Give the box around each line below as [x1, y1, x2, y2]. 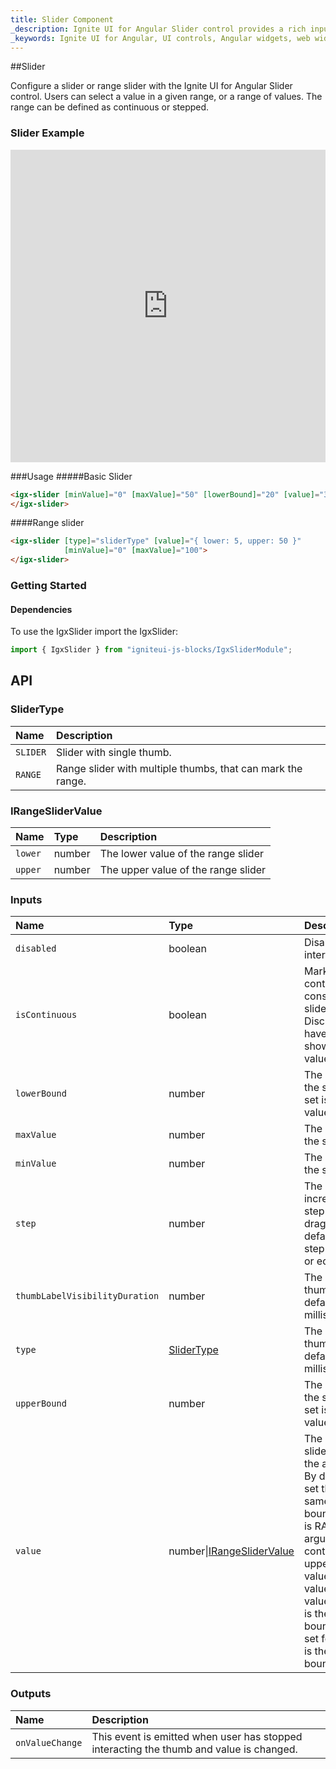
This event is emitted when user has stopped [91, 1729, 303, 1743]
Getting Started [10, 578, 87, 592]
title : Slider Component [10, 14, 114, 25]
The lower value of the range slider [99, 847, 264, 861]
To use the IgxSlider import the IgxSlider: [10, 626, 179, 638]
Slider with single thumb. [56, 745, 172, 759]
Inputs [10, 892, 43, 906]
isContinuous [15, 1009, 78, 1021]
